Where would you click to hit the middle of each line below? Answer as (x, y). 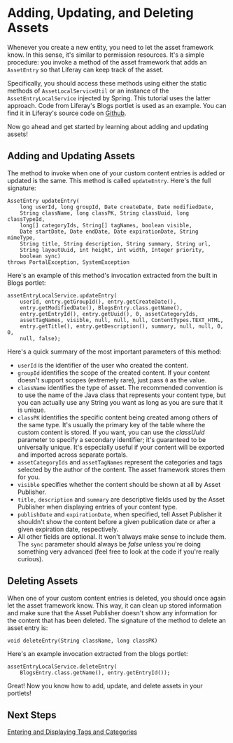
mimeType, (22, 237)
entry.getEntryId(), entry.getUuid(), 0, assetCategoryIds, (109, 314)
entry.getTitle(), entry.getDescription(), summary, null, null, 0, (122, 326)
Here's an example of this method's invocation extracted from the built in (113, 275)
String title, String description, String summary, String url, (115, 243)
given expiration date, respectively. (68, 529)
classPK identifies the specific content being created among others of (118, 417)
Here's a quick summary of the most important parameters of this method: (114, 352)
